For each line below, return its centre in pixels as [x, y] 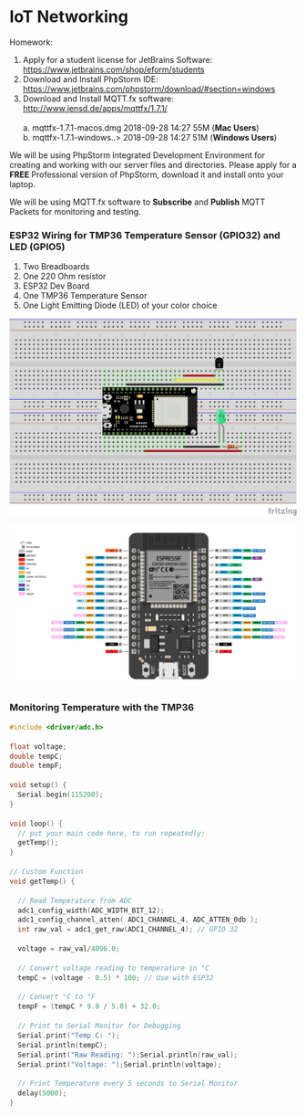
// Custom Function [46, 872]
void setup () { [38, 785]
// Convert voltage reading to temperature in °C [113, 968]
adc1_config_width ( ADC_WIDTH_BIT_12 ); [92, 911]
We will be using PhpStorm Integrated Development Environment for [138, 155]
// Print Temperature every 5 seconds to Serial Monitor [128, 1084]
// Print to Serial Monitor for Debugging [99, 1026]
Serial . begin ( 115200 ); [61, 795]
